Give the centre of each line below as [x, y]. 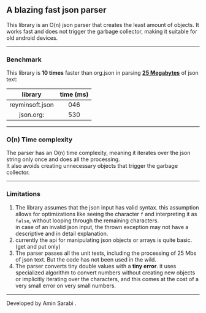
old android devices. [32, 38]
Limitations [24, 194]
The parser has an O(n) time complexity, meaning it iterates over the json [98, 153]
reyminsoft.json [32, 105]
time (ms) [74, 94]
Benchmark [24, 59]
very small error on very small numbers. [66, 285]
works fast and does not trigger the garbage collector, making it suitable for [102, 31]
